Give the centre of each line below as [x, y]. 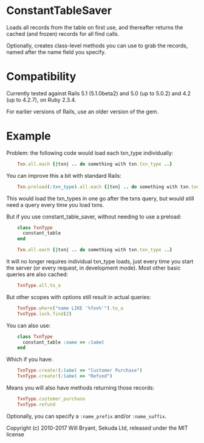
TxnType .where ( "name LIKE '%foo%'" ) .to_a [70, 308]
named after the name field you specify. [56, 52]
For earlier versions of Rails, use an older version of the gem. [83, 111]
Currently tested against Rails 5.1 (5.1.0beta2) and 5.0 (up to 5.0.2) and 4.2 [99, 93]
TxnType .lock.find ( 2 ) [44, 314]
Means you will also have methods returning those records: [80, 388]
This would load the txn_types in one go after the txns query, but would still [100, 198]
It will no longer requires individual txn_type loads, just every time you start [100, 262]
